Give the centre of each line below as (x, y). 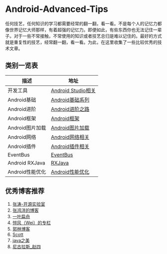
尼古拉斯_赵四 (27, 247)
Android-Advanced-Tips (57, 9)
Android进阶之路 (70, 109)
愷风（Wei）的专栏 (32, 223)
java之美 (21, 240)
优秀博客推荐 (25, 191)
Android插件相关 (70, 146)
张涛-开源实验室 (29, 204)
